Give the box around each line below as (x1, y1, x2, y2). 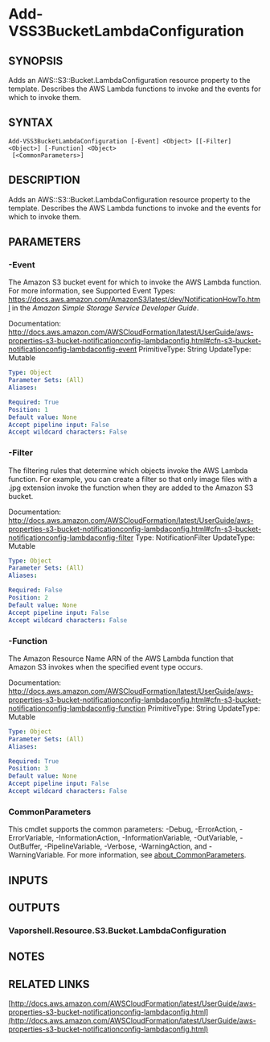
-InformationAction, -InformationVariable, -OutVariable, (55, 833, 239, 843)
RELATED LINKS (8, 977, 90, 991)
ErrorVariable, (8, 833, 55, 843)
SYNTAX (8, 116, 54, 130)
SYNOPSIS (8, 54, 63, 68)
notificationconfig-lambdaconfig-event (8, 344, 137, 355)
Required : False (8, 586, 63, 595)
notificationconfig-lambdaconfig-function (8, 703, 146, 713)
